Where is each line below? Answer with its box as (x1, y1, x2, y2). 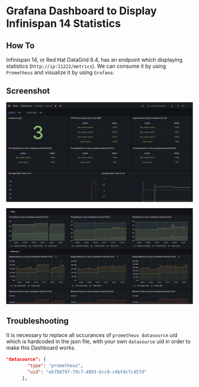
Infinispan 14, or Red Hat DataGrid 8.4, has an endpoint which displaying (6, 56, 182, 63)
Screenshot (6, 86, 50, 96)
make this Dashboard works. (6, 344, 76, 351)
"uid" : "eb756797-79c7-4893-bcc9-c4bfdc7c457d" (27, 369, 147, 375)
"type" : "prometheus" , (27, 363, 84, 369)
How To (6, 40, 35, 51)
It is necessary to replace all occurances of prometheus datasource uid (6, 332, 178, 339)
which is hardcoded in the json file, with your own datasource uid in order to (6, 338, 191, 345)
